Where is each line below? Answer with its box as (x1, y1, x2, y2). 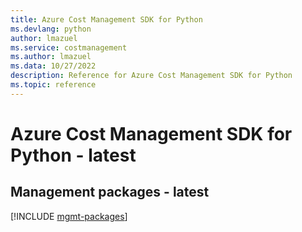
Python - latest (10, 144, 137, 166)
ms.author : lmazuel (10, 52, 92, 62)
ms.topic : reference (10, 80, 97, 90)
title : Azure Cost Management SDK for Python (10, 14, 203, 25)
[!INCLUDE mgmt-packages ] (10, 210, 128, 222)
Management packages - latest (10, 184, 210, 201)
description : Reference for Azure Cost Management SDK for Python (10, 71, 293, 81)
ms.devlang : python (10, 24, 92, 34)
